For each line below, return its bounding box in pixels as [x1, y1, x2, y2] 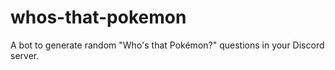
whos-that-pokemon [10, 6, 187, 29]
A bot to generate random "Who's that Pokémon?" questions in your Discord [10, 39, 325, 51]
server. [10, 49, 40, 61]
